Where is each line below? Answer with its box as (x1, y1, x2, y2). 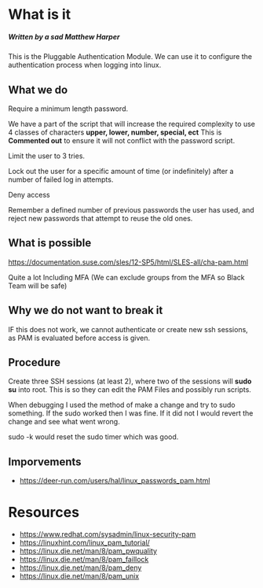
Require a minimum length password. (8, 104, 129, 113)
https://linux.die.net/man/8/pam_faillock (19, 555, 149, 564)
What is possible (8, 236, 92, 250)
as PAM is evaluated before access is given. (8, 333, 151, 342)
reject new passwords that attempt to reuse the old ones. (8, 213, 193, 223)
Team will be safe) (8, 281, 68, 290)
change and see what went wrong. (8, 417, 120, 427)
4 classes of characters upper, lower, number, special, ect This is (8, 128, 222, 137)
